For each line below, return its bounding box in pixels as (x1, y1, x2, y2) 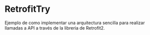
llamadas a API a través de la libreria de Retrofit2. (4, 25, 105, 31)
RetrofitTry (4, 3, 50, 15)
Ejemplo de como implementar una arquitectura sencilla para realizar (4, 20, 145, 26)
